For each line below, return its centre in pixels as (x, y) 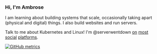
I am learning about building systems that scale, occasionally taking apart (78, 18)
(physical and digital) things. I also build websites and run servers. (71, 23)
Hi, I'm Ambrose (25, 7)
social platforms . (22, 37)
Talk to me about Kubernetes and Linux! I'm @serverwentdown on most (77, 32)
